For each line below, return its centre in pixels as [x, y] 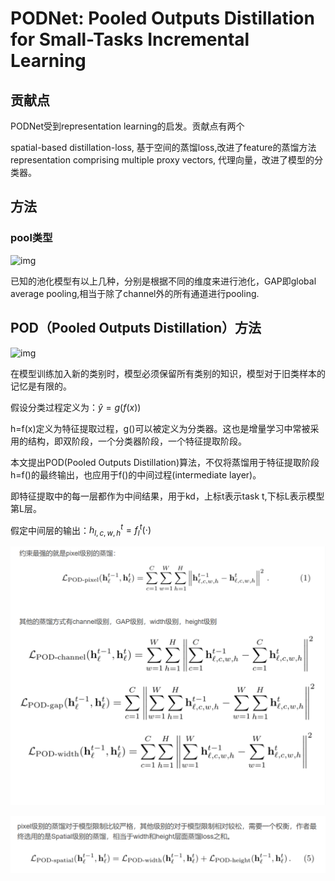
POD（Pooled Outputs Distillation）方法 [136, 328]
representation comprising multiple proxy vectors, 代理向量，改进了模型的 [162, 160]
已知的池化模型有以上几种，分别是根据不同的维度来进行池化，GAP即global [163, 281]
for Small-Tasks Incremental [130, 39]
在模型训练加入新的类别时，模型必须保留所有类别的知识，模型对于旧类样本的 [168, 373]
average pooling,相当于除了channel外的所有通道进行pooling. [135, 293]
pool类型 [31, 238]
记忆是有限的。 [41, 386]
